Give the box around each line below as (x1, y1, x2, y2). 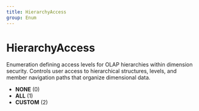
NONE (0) (15, 86, 40, 93)
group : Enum (6, 15, 37, 21)
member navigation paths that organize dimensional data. (6, 74, 151, 81)
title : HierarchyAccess (6, 9, 67, 15)
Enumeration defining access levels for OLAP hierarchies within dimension (6, 61, 193, 68)
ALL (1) (15, 92, 33, 99)
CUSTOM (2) (15, 99, 48, 106)
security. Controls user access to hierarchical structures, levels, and (6, 68, 177, 75)
